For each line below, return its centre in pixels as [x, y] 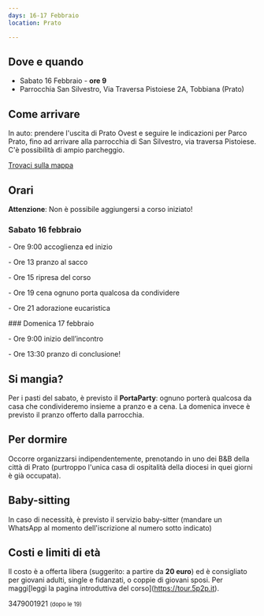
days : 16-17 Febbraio [44, 15]
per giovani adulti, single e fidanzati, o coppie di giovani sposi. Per [115, 580]
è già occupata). [35, 475]
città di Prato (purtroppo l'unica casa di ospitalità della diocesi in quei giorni [131, 467]
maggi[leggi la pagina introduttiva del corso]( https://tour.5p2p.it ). [113, 588]
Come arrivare [44, 114]
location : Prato [35, 23]
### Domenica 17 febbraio [51, 323]
